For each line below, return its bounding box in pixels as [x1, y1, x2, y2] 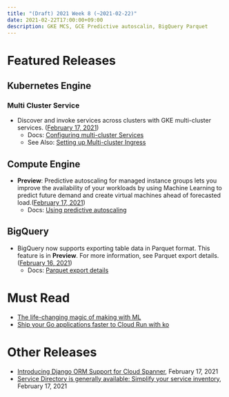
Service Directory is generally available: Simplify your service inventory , [17, 374, 222, 383]
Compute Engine [7, 158, 81, 170]
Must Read [7, 290, 70, 306]
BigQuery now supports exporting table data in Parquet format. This [17, 244, 210, 252]
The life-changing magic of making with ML [17, 313, 141, 321]
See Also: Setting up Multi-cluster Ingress [27, 139, 146, 147]
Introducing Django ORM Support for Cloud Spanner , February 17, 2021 [17, 367, 219, 376]
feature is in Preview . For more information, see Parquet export [17, 251, 197, 259]
